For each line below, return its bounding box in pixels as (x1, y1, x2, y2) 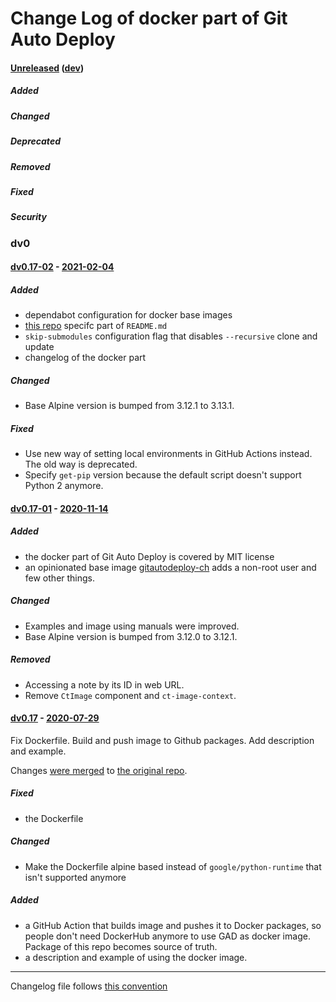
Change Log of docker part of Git (10, 7, 288, 30)
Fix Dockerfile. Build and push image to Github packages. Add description (10, 734, 315, 746)
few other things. (24, 572, 96, 584)
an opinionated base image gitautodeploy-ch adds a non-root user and (24, 561, 317, 573)
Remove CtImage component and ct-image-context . (24, 689, 237, 701)
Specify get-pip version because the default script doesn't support (24, 469, 302, 481)
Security (10, 211, 47, 223)
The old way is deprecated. (24, 458, 138, 471)
